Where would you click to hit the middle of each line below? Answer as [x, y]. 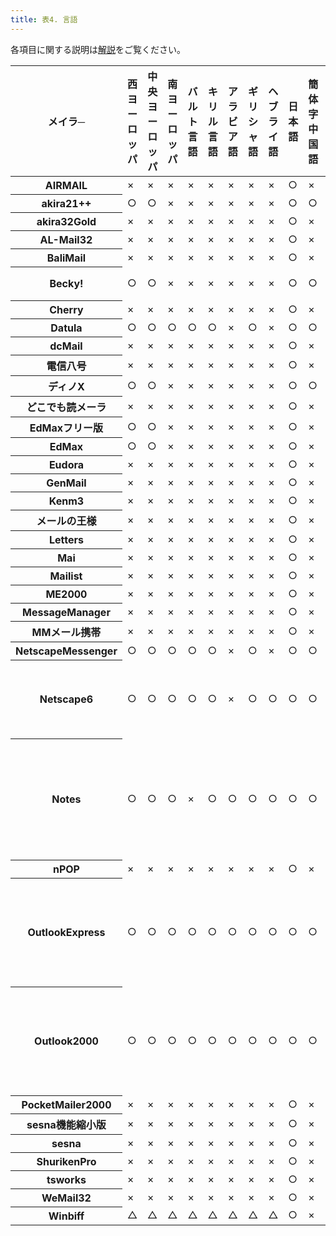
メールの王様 [66, 521]
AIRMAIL [66, 185]
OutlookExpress [66, 933]
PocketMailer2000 [66, 1104]
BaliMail [66, 258]
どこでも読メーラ [66, 407]
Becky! [66, 284]
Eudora [66, 464]
